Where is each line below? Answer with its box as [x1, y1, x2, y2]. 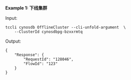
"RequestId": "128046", [23, 57, 74, 62]
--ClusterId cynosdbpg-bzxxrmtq [14, 29, 83, 34]
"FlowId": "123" [23, 61, 58, 66]
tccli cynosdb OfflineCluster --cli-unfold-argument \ [5, 25, 126, 30]
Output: [5, 38, 21, 44]
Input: [5, 15, 18, 21]
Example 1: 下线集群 [5, 5, 47, 11]
